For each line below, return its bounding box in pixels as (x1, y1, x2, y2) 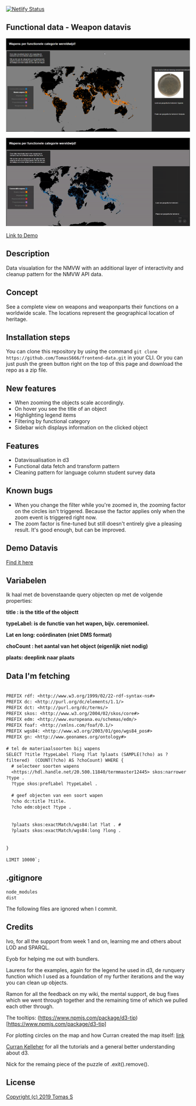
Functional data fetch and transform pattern (14, 462, 120, 469)
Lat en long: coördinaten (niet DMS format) (6, 631, 112, 638)
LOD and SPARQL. (6, 944, 50, 951)
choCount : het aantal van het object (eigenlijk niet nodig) (6, 643, 148, 650)
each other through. (6, 1002, 54, 1009)
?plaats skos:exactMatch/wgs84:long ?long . (11, 828, 121, 834)
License (6, 1077, 36, 1088)
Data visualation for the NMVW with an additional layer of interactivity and (6, 264, 184, 272)
